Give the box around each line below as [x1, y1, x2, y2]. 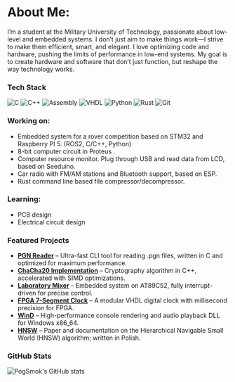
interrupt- [184, 281, 213, 290]
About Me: [7, 4, 70, 20]
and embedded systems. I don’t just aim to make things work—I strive [22, 34, 224, 43]
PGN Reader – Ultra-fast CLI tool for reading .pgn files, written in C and [17, 251, 223, 260]
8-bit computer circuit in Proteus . [17, 147, 116, 155]
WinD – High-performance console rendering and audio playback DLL [17, 311, 220, 320]
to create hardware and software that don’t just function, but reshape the [7, 57, 218, 65]
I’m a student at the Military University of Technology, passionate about [7, 27, 214, 36]
